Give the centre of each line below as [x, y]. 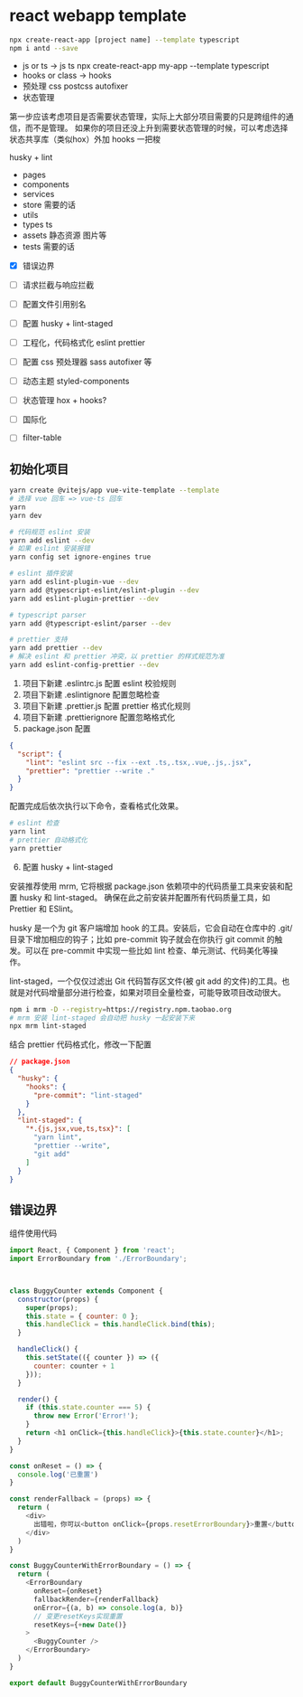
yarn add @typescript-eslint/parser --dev [90, 623]
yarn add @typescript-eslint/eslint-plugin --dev [105, 590]
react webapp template [98, 16]
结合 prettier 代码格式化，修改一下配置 [80, 1044]
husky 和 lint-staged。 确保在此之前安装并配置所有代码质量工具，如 [145, 897]
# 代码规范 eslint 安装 [50, 532]
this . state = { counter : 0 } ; [83, 1316]
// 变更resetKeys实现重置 [78, 1616]
